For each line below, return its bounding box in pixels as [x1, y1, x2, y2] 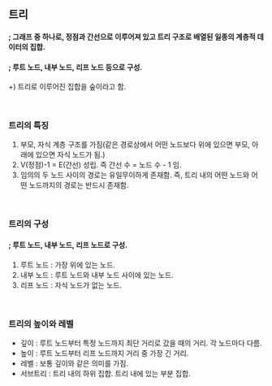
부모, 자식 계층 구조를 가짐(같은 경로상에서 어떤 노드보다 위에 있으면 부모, [19, 140, 250, 150]
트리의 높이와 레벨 [8, 318, 75, 329]
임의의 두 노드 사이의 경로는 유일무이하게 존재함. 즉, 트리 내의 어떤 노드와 [19, 170, 250, 180]
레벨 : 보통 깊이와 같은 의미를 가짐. [19, 358, 128, 368]
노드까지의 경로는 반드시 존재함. [28, 180, 129, 190]
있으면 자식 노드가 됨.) [35, 150, 106, 160]
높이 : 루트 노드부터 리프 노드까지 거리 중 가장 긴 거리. [19, 348, 189, 358]
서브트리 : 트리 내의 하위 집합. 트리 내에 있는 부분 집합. [19, 368, 191, 378]
